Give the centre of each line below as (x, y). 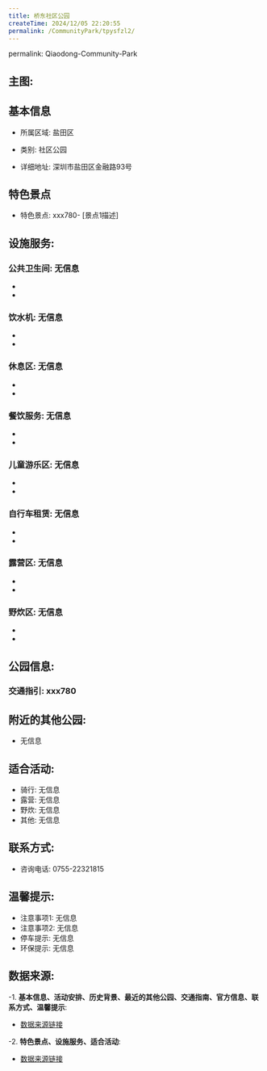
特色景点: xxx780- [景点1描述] (69, 216)
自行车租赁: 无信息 (44, 514)
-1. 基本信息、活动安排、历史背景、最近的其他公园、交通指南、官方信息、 (130, 997)
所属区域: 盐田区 (47, 132)
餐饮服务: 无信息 (40, 415)
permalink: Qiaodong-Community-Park (73, 54)
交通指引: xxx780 (42, 691)
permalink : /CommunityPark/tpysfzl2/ (72, 31)
